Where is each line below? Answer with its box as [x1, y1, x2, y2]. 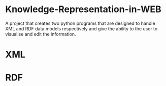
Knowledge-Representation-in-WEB [5, 4, 161, 15]
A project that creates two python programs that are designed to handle [5, 20, 156, 26]
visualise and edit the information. [5, 31, 76, 37]
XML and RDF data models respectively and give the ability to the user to [5, 25, 158, 31]
